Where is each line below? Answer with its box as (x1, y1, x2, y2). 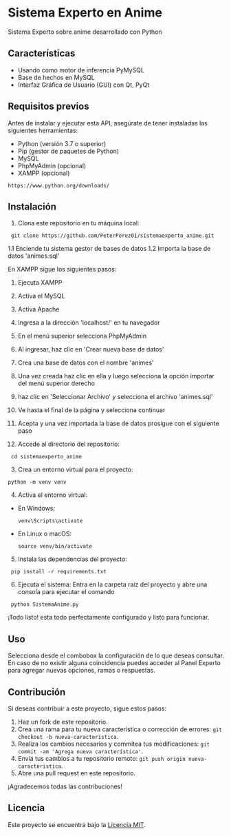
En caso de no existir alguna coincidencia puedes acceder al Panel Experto (8, 659, 221, 667)
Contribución (8, 686, 66, 697)
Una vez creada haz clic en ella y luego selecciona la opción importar (17, 372, 215, 380)
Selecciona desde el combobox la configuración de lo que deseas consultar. (8, 651, 224, 660)
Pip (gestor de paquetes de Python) (17, 147, 120, 155)
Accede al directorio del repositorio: (17, 440, 120, 449)
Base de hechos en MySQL (17, 73, 95, 81)
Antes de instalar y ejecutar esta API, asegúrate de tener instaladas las (8, 119, 208, 127)
